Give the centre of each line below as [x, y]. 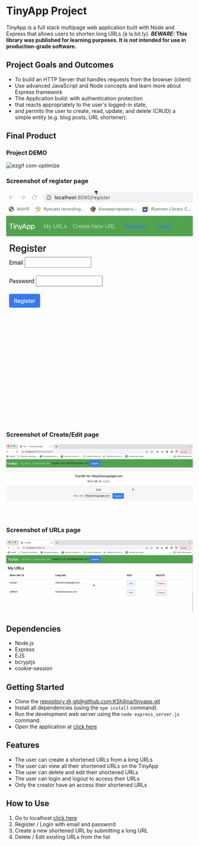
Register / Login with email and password [65, 824]
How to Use [28, 804]
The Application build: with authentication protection [79, 98]
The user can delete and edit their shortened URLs [76, 772]
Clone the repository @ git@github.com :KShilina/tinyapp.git [87, 702]
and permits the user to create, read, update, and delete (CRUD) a [95, 111]
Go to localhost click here [46, 817]
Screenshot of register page [47, 181]
